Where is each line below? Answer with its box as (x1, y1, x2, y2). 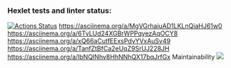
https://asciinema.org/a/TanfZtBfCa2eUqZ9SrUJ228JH (7, 45, 170, 53)
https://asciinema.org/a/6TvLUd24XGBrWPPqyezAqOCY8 (7, 29, 178, 38)
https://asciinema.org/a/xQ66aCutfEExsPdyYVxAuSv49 (7, 37, 171, 45)
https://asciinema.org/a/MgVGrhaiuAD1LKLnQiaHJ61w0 (58, 22, 222, 30)
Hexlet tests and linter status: (7, 6, 112, 16)
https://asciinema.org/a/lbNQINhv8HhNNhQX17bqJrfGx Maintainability (7, 52, 215, 62)
